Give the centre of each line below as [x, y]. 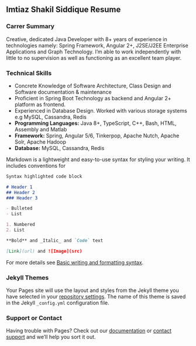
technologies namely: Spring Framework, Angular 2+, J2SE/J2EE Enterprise [97, 45]
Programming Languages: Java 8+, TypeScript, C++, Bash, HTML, [95, 123]
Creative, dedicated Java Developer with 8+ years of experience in [87, 39]
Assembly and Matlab [41, 129]
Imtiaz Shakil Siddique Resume [63, 10]
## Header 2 [20, 192]
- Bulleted [19, 208]
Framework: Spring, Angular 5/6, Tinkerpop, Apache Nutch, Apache [97, 135]
